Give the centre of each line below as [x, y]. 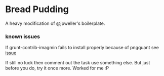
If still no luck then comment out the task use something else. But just [78, 63]
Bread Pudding [37, 9]
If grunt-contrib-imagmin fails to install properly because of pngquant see [82, 48]
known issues [23, 36]
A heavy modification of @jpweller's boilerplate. [55, 23]
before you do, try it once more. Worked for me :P [57, 68]
